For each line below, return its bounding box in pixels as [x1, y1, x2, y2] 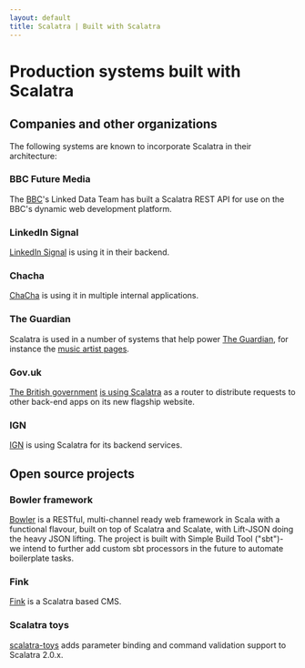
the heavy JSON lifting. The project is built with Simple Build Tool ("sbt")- [9, 533, 284, 544]
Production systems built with [9, 61, 241, 82]
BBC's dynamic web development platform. [9, 203, 172, 214]
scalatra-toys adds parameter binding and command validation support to [9, 639, 287, 651]
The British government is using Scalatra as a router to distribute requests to [9, 386, 296, 397]
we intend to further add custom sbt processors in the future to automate [9, 542, 284, 553]
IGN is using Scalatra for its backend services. [9, 440, 183, 450]
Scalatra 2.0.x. [9, 649, 64, 660]
